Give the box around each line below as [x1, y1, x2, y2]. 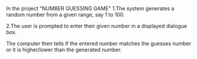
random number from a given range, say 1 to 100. [6, 11, 125, 18]
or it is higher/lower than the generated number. [6, 46, 122, 53]
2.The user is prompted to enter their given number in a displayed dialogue [6, 23, 187, 29]
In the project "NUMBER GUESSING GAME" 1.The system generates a [6, 5, 175, 12]
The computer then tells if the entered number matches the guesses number [6, 40, 192, 47]
